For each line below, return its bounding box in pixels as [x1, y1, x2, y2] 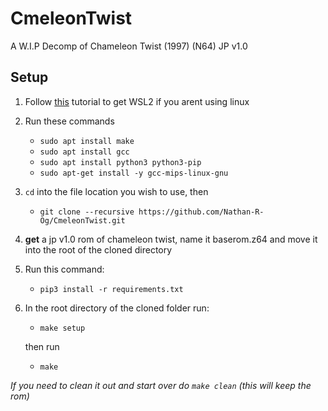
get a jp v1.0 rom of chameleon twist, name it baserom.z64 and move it [24, 233, 318, 245]
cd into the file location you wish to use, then [24, 185, 209, 197]
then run [24, 340, 60, 352]
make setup [39, 323, 86, 333]
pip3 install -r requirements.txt [39, 284, 184, 294]
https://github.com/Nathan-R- [138, 207, 265, 217]
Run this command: [24, 263, 105, 275]
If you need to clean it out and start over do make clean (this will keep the [10, 379, 312, 391]
